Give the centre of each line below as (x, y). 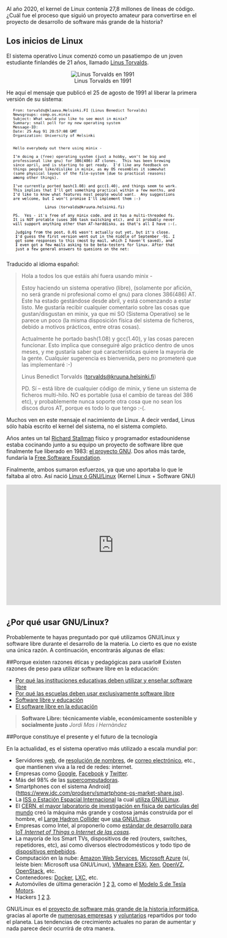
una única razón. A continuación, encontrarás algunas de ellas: (86, 650)
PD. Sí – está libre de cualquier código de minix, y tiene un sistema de (109, 388)
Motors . (25, 890)
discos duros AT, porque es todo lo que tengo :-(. (83, 408)
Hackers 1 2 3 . (33, 897)
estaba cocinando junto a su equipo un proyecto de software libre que (95, 445)
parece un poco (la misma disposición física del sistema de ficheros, (108, 320)
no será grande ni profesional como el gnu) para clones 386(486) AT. (109, 294)
